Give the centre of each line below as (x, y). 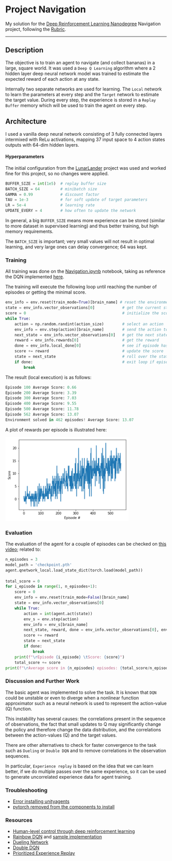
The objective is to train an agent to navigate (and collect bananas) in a (80, 62)
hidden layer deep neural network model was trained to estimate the (77, 74)
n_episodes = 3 (21, 560)
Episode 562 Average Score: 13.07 (42, 415)
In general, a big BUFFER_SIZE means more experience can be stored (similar (85, 221)
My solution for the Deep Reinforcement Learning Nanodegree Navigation (83, 24)
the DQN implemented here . (35, 277)
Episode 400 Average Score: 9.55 (41, 404)
